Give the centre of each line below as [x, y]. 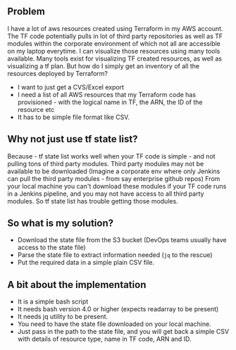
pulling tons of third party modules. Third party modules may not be [106, 163]
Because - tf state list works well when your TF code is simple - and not [112, 156]
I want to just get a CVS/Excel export [71, 87]
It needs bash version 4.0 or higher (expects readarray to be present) [118, 309]
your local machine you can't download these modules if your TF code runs [117, 186]
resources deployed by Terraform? [57, 73]
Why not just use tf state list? [73, 139]
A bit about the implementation [77, 285]
